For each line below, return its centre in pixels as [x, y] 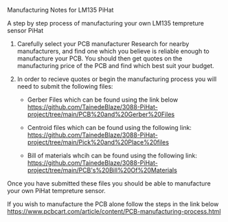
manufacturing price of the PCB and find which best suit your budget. [115, 66]
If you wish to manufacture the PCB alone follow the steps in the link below [113, 204]
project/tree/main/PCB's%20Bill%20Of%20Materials [102, 170]
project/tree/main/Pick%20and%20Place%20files [98, 142]
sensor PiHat [25, 31]
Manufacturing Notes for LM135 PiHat [60, 10]
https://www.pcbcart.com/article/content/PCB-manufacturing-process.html [114, 211]
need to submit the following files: [65, 86]
